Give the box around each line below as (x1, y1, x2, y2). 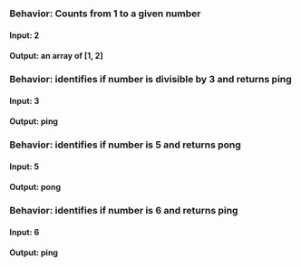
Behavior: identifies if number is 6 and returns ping (9, 205, 238, 217)
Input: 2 (9, 30, 40, 41)
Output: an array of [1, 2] (9, 51, 103, 62)
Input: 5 (9, 161, 40, 172)
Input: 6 (9, 226, 40, 237)
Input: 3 (9, 95, 40, 106)
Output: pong (9, 182, 62, 193)
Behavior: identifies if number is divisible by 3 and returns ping (9, 73, 292, 86)
